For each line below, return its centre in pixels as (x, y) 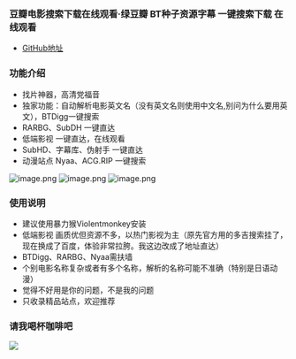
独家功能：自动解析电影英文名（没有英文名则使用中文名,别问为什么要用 (151, 105)
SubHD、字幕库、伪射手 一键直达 (83, 149)
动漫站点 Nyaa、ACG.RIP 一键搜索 (84, 160)
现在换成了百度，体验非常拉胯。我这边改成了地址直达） (122, 246)
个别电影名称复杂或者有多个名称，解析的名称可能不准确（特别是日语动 (150, 268)
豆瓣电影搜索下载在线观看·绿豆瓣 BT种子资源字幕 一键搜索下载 (140, 13)
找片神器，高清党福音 (61, 94)
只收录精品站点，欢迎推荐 (68, 301)
